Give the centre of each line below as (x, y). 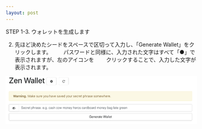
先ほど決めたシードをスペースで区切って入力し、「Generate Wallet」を (102, 44)
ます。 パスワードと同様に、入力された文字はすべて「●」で (115, 52)
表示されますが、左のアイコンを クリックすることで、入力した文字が (105, 59)
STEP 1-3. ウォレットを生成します (48, 31)
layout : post (22, 13)
